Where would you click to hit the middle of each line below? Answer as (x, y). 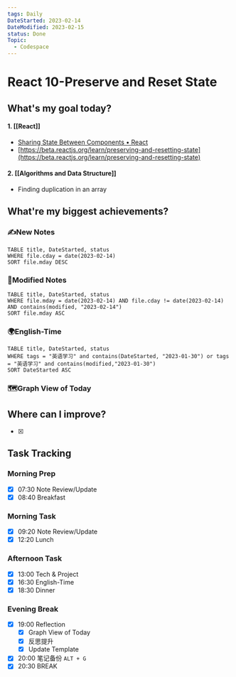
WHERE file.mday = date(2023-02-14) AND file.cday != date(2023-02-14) (116, 300)
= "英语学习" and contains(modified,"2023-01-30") (82, 364)
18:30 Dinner (36, 590)
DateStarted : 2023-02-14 (44, 21)
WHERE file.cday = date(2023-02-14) (61, 256)
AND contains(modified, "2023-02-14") (65, 307)
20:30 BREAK (38, 666)
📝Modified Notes (37, 280)
